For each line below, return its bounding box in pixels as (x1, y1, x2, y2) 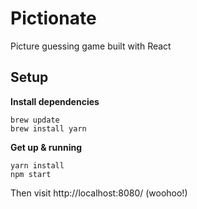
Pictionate (10, 7, 97, 30)
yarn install (10, 160, 65, 171)
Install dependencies (10, 95, 100, 107)
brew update (10, 115, 60, 125)
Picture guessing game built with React (10, 40, 172, 52)
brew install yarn (10, 123, 87, 134)
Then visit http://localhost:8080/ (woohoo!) (10, 187, 188, 199)
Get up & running (10, 141, 83, 153)
